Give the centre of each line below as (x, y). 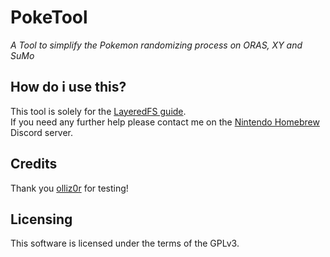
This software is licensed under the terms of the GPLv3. (125, 243)
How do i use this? (68, 87)
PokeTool (49, 17)
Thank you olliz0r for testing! (69, 188)
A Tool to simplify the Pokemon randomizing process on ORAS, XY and (156, 45)
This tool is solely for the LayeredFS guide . (98, 111)
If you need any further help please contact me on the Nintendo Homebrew (165, 122)
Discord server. (42, 132)
